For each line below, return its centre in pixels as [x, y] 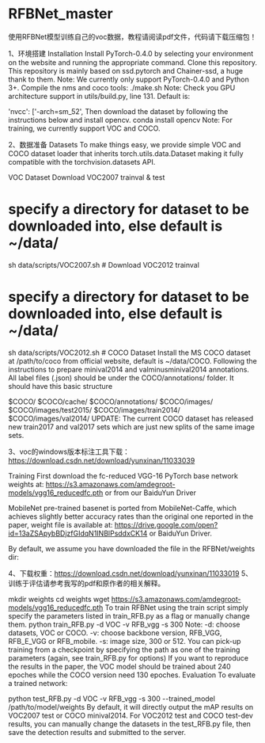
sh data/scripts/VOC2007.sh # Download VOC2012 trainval [104, 265]
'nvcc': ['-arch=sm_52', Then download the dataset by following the [118, 111]
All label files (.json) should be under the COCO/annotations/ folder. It [121, 378]
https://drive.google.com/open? [166, 524]
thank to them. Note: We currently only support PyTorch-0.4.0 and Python [129, 79]
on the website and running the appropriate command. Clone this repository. [133, 62]
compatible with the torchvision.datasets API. [82, 162]
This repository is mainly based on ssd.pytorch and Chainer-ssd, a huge [126, 70]
